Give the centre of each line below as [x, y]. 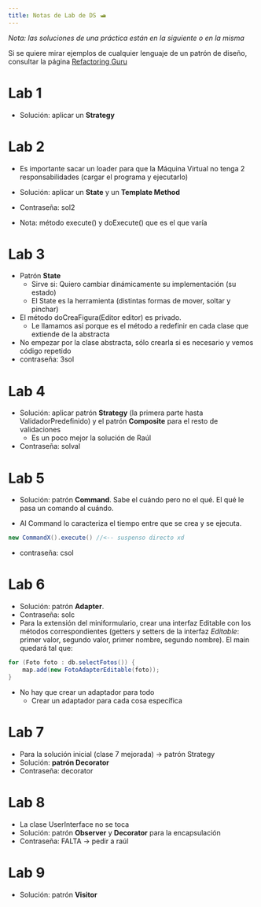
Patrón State [40, 276]
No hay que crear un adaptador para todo [87, 692]
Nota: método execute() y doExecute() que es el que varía [113, 222]
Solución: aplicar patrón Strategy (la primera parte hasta [111, 413]
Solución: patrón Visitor [58, 894]
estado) [44, 292]
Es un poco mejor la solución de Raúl [91, 438]
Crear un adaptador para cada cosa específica [107, 700]
